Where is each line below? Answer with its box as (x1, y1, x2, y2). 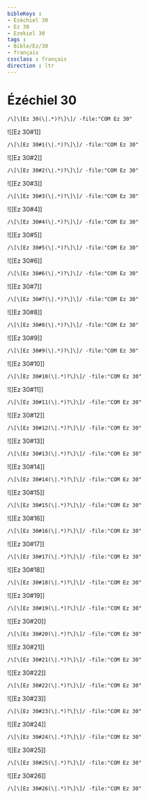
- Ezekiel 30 (7, 29, 45, 37)
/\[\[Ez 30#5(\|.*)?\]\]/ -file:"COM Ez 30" (7, 244, 139, 251)
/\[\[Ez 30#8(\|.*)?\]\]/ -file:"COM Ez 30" (7, 321, 139, 328)
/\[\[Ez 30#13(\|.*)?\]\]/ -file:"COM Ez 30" (7, 450, 142, 457)
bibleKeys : (7, 10, 42, 17)
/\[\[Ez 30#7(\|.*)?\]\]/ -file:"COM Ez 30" (7, 295, 139, 302)
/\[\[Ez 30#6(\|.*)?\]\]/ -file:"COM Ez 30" (7, 270, 139, 277)
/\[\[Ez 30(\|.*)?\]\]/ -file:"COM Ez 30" (7, 115, 133, 122)
